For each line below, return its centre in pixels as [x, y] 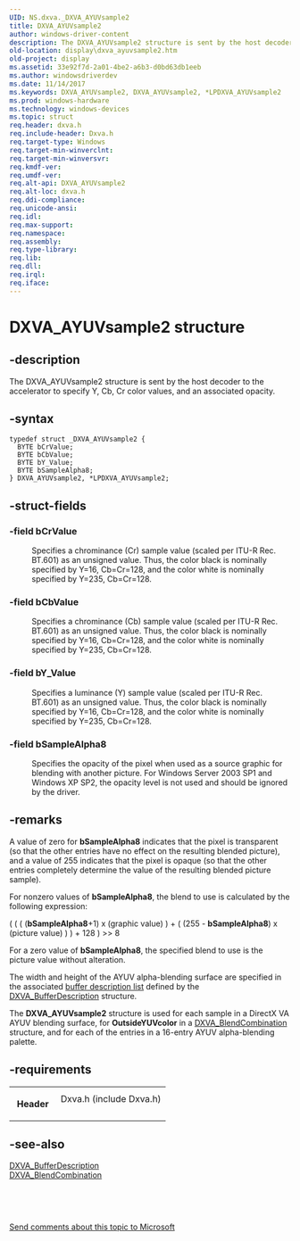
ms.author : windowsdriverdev [63, 76]
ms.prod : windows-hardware [59, 100]
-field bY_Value [43, 673]
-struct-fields [48, 505]
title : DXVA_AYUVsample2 [55, 26]
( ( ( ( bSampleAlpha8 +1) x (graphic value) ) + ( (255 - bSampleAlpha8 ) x [144, 923]
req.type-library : [43, 250]
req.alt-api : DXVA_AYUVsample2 [67, 184]
